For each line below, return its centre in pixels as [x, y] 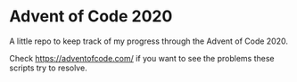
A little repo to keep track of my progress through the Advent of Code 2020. [148, 41]
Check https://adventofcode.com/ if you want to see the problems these [142, 58]
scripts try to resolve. [48, 68]
